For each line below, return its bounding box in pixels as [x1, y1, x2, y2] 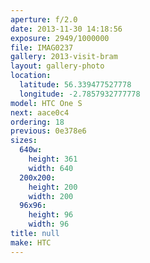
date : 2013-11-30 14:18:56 [10, 24, 123, 34]
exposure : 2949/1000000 [10, 33, 110, 43]
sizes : [10, 136, 38, 146]
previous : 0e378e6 [10, 126, 87, 136]
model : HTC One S [10, 98, 83, 108]
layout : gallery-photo [10, 61, 105, 71]
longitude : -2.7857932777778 [19, 89, 141, 99]
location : [10, 71, 52, 81]
